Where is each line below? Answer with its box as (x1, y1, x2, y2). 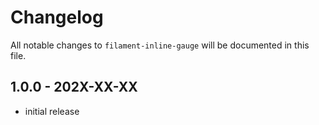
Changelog (10, 6, 104, 29)
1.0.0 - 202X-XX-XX (10, 79, 138, 96)
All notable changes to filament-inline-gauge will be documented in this (10, 39, 310, 51)
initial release (24, 105, 80, 117)
